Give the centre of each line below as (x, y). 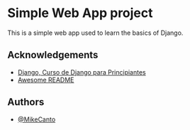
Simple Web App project (80, 13)
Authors (26, 102)
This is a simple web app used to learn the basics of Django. (95, 33)
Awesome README (46, 80)
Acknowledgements (53, 55)
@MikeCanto (37, 119)
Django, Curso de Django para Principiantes (82, 72)
